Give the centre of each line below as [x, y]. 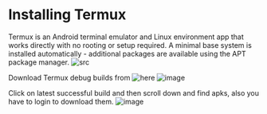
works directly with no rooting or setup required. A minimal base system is [130, 45]
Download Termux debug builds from [69, 77]
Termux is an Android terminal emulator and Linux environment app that [126, 37]
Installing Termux [67, 15]
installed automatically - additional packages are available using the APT [127, 53]
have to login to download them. [61, 101]
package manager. [39, 62]
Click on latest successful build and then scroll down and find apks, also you [134, 92]
